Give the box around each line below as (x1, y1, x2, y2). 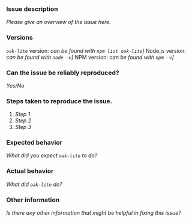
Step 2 (14, 117, 32, 124)
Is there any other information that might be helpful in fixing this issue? (6, 209, 182, 217)
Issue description (6, 5, 58, 13)
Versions (6, 34, 33, 42)
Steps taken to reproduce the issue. (6, 97, 113, 105)
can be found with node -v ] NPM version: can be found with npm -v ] (6, 53, 174, 61)
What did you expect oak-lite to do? (6, 152, 98, 159)
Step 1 (14, 110, 31, 118)
